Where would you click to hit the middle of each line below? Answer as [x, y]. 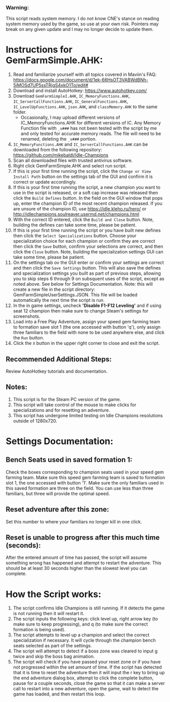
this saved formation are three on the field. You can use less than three [80, 488]
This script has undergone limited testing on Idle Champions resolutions [88, 415]
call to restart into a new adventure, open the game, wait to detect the [86, 689]
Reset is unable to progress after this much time [83, 538]
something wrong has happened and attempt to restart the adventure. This [83, 563]
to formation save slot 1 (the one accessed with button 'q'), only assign [87, 327]
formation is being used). [39, 630]
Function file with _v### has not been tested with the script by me [89, 128]
